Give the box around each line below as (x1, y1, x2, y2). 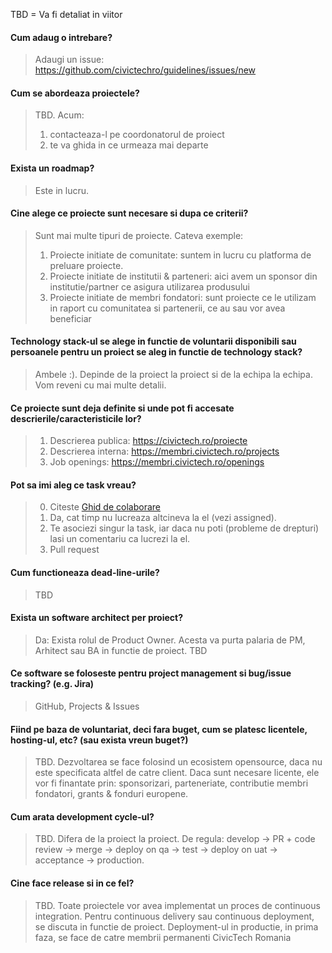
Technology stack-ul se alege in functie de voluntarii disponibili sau (10, 335, 297, 348)
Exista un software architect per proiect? (10, 612, 184, 624)
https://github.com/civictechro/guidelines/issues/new (34, 64, 257, 76)
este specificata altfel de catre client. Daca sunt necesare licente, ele (34, 767, 320, 779)
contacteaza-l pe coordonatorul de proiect (49, 129, 225, 141)
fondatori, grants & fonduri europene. (34, 788, 189, 800)
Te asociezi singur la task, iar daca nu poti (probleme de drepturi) (49, 522, 320, 534)
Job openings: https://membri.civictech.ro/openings (49, 456, 265, 468)
